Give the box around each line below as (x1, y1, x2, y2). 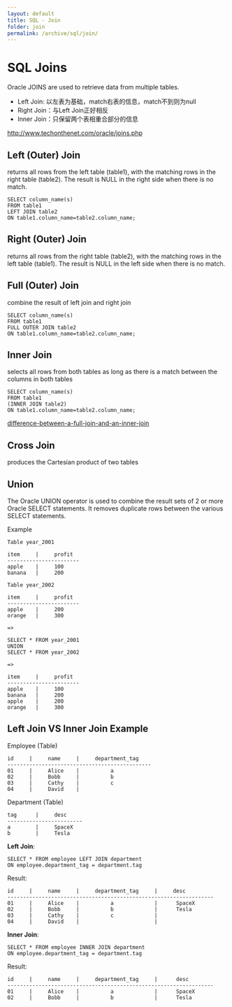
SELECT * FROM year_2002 (7, 649, 80, 656)
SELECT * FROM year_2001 (7, 637, 80, 644)
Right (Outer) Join (7, 234, 87, 245)
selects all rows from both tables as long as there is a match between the (7, 368, 218, 376)
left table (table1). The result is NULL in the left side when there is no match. (7, 259, 226, 268)
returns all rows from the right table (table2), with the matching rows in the (7, 252, 222, 260)
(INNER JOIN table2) (7, 401, 68, 408)
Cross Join (7, 439, 55, 451)
